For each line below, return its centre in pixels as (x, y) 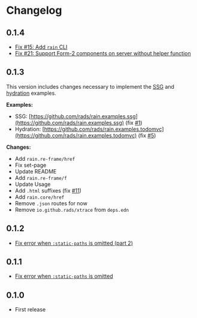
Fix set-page (31, 165)
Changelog (34, 10)
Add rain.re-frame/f (41, 178)
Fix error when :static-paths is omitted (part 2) (74, 243)
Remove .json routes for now (51, 203)
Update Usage (33, 184)
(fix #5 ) (147, 135)
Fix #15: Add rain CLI (41, 47)
